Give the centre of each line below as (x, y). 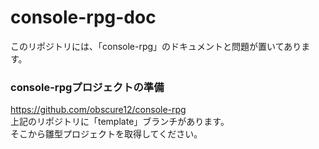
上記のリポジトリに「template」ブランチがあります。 (120, 122)
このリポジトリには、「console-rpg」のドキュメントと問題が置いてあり (156, 46)
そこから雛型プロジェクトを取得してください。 (106, 134)
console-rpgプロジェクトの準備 (87, 87)
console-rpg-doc (83, 17)
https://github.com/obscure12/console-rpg (98, 110)
